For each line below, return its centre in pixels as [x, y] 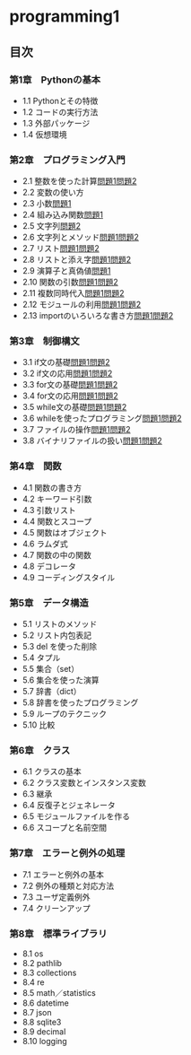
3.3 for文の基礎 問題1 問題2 [70, 385]
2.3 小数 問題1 [47, 204]
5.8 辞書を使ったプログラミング [80, 702]
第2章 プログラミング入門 [67, 160]
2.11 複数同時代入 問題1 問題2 [73, 293]
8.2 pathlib [42, 963]
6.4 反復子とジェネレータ [69, 806]
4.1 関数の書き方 [52, 487]
